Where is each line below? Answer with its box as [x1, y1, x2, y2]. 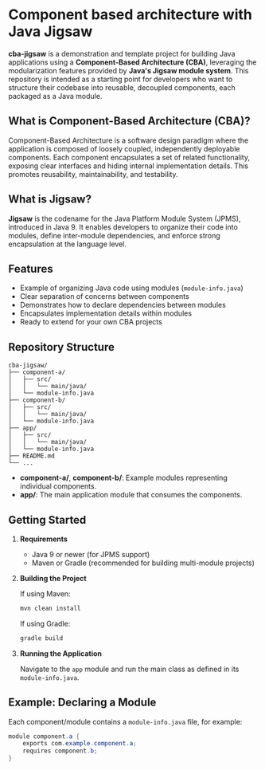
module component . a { [8, 732, 80, 741]
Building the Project [19, 574, 87, 583]
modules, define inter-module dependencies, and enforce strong [8, 230, 220, 240]
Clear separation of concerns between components [19, 292, 189, 301]
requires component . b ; [22, 747, 98, 755]
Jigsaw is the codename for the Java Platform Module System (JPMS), [8, 214, 241, 223]
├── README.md [8, 452, 56, 460]
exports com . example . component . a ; [22, 740, 137, 748]
